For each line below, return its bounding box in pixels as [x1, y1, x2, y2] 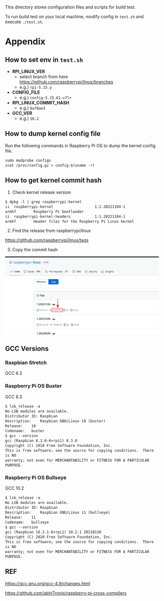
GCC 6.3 [5, 370, 22, 376]
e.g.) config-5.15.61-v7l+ [19, 95, 72, 100]
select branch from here [19, 74, 68, 79]
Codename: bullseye [5, 520, 49, 525]
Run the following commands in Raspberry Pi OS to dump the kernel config [5, 142, 156, 149]
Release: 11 [5, 515, 36, 520]
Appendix [5, 36, 45, 47]
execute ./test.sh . [5, 19, 43, 25]
